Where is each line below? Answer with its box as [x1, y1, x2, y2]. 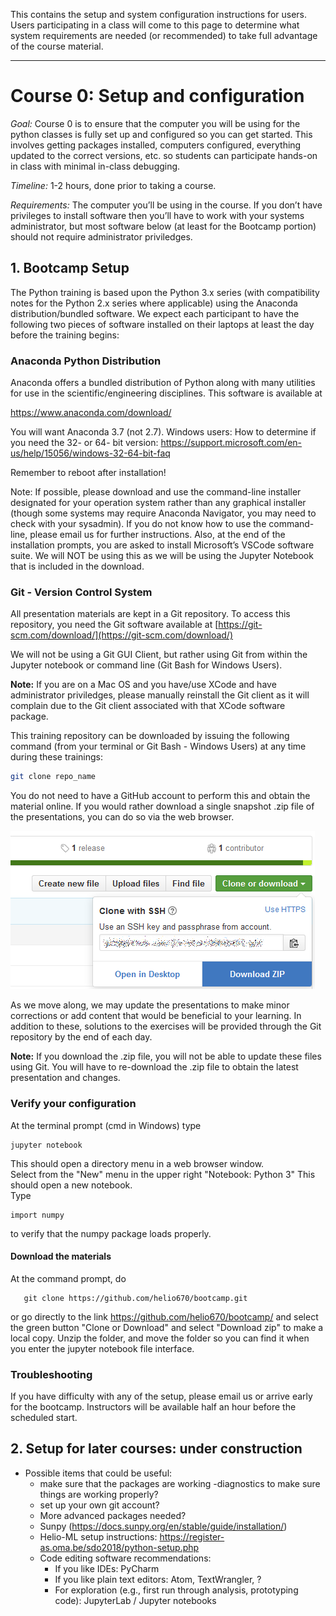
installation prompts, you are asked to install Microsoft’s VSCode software [10, 539, 315, 551]
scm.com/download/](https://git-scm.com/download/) [10, 629, 234, 641]
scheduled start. [10, 1412, 78, 1424]
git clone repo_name [10, 772, 97, 782]
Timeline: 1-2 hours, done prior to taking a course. [10, 179, 217, 191]
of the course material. [10, 40, 104, 52]
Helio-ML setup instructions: [39, 1530, 158, 1543]
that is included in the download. [10, 560, 145, 573]
